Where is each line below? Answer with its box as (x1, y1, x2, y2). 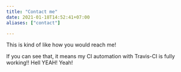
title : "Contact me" (6, 8, 58, 15)
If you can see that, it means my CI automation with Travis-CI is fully (6, 53, 176, 60)
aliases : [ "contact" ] (6, 20, 61, 26)
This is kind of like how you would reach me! (6, 41, 117, 48)
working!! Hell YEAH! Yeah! (6, 59, 73, 66)
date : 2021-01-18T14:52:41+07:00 (6, 14, 90, 20)
